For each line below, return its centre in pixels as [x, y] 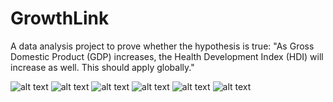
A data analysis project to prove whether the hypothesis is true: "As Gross [162, 46]
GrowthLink [60, 18]
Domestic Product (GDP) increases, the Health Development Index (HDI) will [167, 56]
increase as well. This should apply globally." [102, 67]
